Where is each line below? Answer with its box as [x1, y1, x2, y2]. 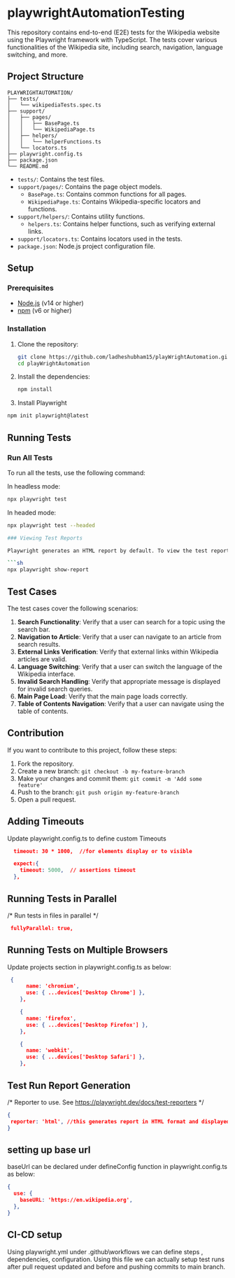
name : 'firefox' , [25, 1015, 77, 1022]
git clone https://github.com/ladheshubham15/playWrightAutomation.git [17, 353, 231, 360]
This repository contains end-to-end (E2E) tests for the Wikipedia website [7, 28, 220, 36]
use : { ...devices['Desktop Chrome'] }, [25, 989, 145, 997]
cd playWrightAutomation [17, 360, 90, 367]
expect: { [13, 860, 39, 867]
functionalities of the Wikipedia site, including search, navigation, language [7, 43, 224, 51]
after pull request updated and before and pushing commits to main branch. [7, 1262, 226, 1271]
